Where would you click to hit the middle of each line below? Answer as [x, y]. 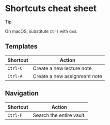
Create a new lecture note [63, 68]
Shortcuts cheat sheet [51, 8]
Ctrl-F [15, 115]
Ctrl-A [15, 76]
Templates [21, 47]
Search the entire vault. [59, 115]
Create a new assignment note [68, 76]
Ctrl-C [15, 68]
